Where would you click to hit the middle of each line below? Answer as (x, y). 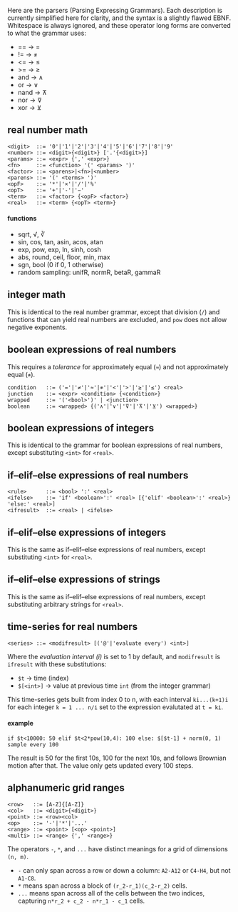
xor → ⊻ (30, 107)
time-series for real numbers (73, 627)
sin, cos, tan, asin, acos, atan (60, 242)
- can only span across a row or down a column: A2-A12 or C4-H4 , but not (124, 870)
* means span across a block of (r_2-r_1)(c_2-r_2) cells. (102, 886)
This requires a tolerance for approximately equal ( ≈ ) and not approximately (118, 366)
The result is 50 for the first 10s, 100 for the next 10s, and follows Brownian (117, 758)
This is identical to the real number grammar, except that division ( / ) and (114, 312)
